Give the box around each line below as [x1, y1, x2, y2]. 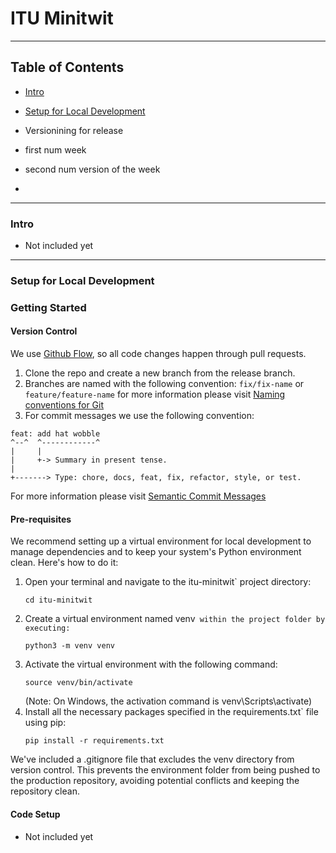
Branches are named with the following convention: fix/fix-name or [24, 378, 305, 390]
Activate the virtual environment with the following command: [24, 658, 278, 671]
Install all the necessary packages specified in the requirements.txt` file [24, 706, 319, 718]
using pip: [24, 717, 67, 729]
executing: [24, 623, 71, 634]
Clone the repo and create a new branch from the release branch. [24, 367, 296, 379]
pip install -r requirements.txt [24, 736, 165, 746]
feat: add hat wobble [10, 429, 101, 439]
